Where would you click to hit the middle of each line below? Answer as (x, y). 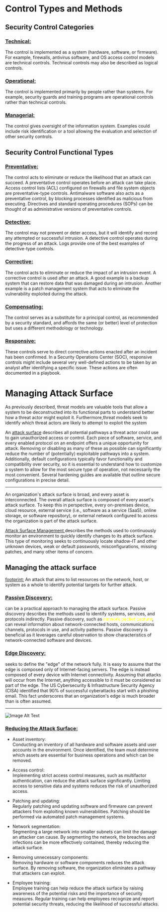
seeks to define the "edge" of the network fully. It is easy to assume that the (83, 664)
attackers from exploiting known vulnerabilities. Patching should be (81, 811)
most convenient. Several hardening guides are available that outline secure (83, 475)
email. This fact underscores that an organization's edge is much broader (80, 696)
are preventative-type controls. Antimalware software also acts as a (75, 193)
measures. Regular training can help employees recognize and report (83, 899)
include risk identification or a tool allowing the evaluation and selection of (81, 131)
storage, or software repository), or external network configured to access (81, 516)
